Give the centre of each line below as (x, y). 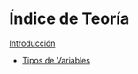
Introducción (32, 43)
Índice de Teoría (69, 19)
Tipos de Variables (56, 60)
